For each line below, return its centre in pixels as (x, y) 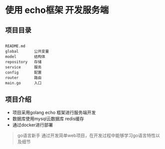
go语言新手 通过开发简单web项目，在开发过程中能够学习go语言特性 (86, 135)
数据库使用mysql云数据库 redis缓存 (48, 118)
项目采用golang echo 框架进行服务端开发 (54, 112)
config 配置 (23, 73)
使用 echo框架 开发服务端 (57, 10)
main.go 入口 (23, 83)
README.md (15, 46)
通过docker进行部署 (33, 125)
